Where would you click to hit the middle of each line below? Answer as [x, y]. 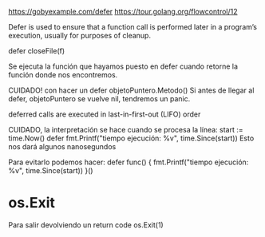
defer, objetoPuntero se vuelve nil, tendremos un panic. [99, 99]
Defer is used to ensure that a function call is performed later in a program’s [133, 27]
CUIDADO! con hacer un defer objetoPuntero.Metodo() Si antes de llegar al [131, 90]
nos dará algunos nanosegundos [62, 146]
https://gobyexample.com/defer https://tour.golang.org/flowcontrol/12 [123, 12]
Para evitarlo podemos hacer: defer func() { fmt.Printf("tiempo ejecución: [129, 162]
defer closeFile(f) [37, 51]
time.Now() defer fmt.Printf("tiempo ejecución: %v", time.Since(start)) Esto [131, 138]
